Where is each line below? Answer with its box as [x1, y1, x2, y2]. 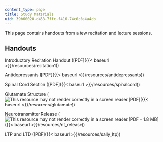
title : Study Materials [5, 12, 54, 17]
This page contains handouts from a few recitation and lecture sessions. [5, 30, 152, 36]
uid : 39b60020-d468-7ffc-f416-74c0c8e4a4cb [5, 16, 96, 21]
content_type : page [5, 7, 45, 12]
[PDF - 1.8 [128, 116, 149, 122]
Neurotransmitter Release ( [5, 111, 60, 117]
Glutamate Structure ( [5, 91, 49, 97]
